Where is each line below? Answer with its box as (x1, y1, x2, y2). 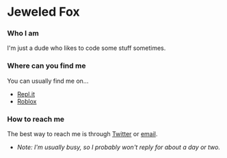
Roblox (16, 97, 37, 105)
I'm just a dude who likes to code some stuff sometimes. (7, 44, 166, 52)
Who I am (7, 29, 39, 38)
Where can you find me (7, 61, 86, 70)
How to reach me (7, 114, 65, 124)
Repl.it (16, 90, 36, 98)
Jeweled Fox (7, 4, 80, 20)
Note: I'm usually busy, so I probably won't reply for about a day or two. (16, 143, 221, 151)
